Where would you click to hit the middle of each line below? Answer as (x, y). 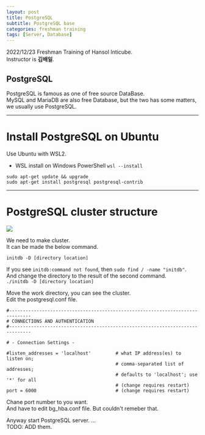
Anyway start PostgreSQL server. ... (51, 420)
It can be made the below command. (52, 246)
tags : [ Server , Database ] (39, 35)
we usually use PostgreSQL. (42, 106)
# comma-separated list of (150, 364)
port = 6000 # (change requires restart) (98, 390)
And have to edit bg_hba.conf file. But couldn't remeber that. (82, 408)
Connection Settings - (46, 342)
